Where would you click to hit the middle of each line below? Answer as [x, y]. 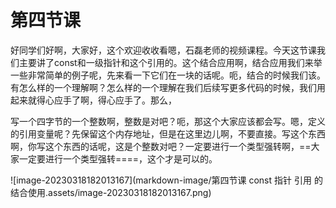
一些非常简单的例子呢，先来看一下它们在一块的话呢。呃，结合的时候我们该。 [168, 75]
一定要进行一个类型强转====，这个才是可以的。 [118, 158]
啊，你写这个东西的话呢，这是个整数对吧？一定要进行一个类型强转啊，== [161, 146]
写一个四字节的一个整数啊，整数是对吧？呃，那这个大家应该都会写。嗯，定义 [168, 121]
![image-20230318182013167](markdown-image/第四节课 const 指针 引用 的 [166, 180]
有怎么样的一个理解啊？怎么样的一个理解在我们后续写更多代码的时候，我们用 [168, 87]
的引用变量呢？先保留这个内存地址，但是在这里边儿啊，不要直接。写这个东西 [168, 133]
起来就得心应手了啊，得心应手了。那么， [93, 100]
